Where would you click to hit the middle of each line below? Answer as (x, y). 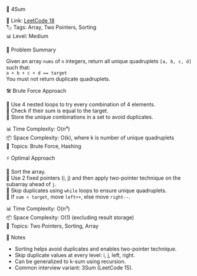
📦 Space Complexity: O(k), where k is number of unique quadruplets (90, 138)
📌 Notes (16, 237)
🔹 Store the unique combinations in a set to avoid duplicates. (80, 117)
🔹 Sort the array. (26, 172)
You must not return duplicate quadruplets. (58, 79)
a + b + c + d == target (37, 73)
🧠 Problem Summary (31, 50)
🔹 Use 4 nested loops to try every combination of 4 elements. (81, 104)
